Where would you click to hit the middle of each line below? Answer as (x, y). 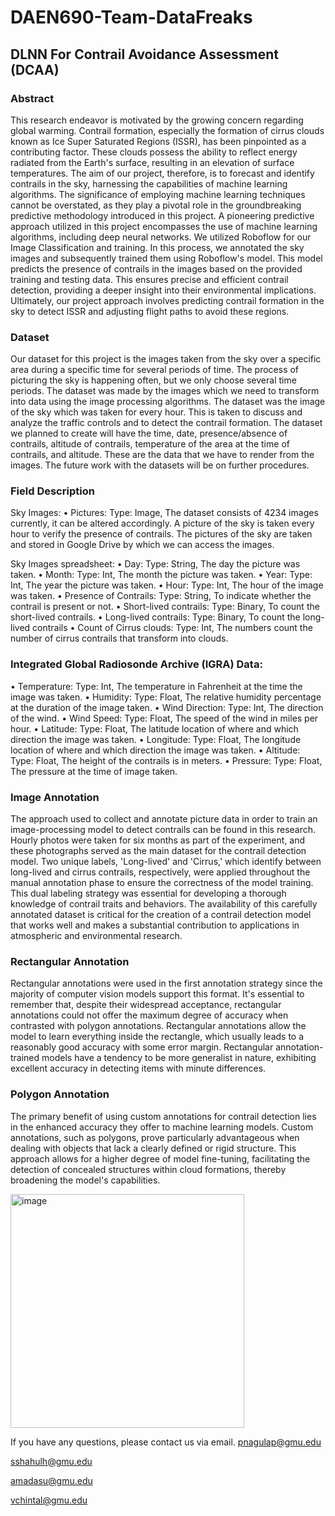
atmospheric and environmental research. (96, 936)
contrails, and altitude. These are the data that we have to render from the (162, 455)
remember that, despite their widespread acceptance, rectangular (146, 1005)
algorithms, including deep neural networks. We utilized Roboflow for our (161, 237)
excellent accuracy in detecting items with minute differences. (138, 1068)
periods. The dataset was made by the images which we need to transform (165, 391)
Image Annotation (55, 797)
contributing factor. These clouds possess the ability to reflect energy (154, 152)
